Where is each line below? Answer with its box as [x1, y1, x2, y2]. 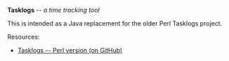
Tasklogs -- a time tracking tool [7, 6, 100, 14]
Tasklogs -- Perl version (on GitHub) [17, 46, 123, 54]
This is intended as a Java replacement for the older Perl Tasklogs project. [7, 19, 223, 27]
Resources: [7, 33, 40, 41]
